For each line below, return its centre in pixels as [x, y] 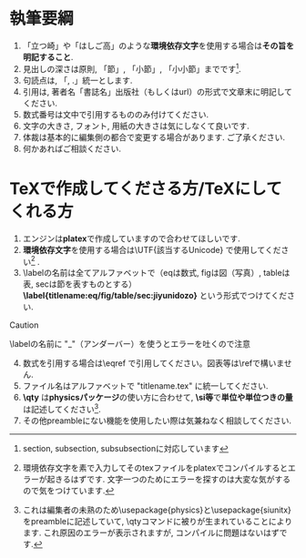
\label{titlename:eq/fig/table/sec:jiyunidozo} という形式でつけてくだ [155, 296]
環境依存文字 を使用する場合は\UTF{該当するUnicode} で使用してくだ [152, 249]
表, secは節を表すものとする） [79, 284]
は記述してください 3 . [62, 408]
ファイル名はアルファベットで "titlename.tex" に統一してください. [145, 386]
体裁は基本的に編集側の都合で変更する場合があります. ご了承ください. [153, 137]
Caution [24, 325]
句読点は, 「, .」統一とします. [77, 80]
